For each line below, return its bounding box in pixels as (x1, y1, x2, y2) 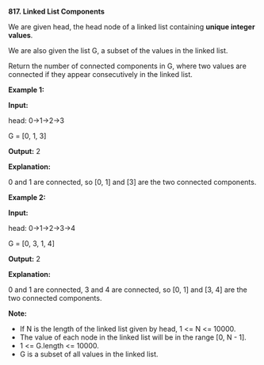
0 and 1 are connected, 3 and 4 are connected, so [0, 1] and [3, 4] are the (8, 285, 247, 294)
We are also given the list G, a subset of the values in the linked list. (8, 46, 228, 55)
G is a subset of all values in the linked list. (19, 349, 159, 359)
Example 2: (8, 193, 46, 202)
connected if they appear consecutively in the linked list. (8, 70, 193, 79)
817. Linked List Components (8, 7, 105, 16)
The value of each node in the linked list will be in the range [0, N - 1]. (19, 332, 247, 342)
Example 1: (8, 85, 45, 94)
